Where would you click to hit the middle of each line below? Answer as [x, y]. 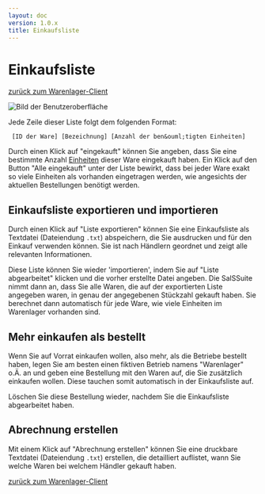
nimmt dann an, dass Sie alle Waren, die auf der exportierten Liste [115, 287]
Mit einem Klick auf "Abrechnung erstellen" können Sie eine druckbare [123, 449]
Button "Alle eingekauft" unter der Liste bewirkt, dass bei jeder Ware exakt [129, 168]
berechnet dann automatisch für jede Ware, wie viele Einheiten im [115, 304]
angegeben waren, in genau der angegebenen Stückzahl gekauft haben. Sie [132, 295]
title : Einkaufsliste [44, 30]
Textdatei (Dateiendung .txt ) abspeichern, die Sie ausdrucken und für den [130, 238]
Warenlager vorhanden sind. [55, 312]
